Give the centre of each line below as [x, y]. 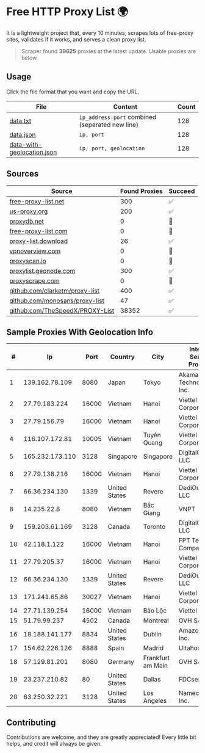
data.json [23, 134]
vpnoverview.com [35, 251]
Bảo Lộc [155, 611]
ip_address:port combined [118, 117]
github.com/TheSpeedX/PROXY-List [62, 310]
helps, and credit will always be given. [54, 744]
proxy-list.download [39, 241]
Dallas [152, 680]
